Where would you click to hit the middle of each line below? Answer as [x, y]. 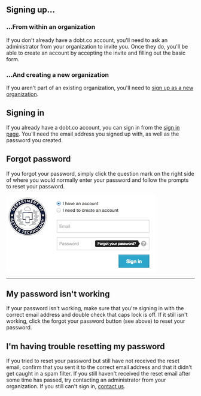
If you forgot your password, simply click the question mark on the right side [100, 173]
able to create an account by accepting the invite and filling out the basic [96, 53]
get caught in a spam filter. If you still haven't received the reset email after [98, 374]
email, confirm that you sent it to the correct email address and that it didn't [99, 367]
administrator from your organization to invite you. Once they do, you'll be [97, 46]
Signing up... [31, 10]
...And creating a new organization [58, 74]
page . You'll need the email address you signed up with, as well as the [93, 134]
